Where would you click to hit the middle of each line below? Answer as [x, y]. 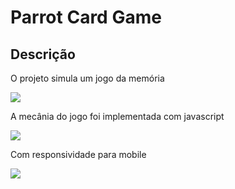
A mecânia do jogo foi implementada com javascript [117, 116]
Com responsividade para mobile [78, 154]
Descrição [43, 54]
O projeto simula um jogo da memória [87, 78]
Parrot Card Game [86, 17]
